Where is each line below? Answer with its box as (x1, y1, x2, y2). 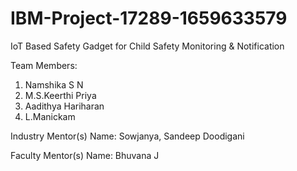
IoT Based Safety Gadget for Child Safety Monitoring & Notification (10, 40, 285, 52)
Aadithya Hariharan (24, 100, 105, 112)
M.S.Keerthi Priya (24, 89, 97, 101)
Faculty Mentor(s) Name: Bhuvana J (10, 149, 160, 161)
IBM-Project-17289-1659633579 (10, 7, 288, 30)
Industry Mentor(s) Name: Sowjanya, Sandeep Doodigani (10, 130, 245, 142)
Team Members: (10, 59, 78, 71)
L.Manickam (24, 110, 76, 122)
